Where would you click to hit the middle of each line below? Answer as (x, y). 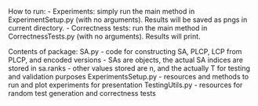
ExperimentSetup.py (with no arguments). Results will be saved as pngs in (128, 20)
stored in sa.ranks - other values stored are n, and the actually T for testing (129, 68)
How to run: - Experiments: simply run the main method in (102, 11)
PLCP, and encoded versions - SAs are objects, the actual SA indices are (125, 60)
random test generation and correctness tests (82, 93)
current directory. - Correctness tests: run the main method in (108, 28)
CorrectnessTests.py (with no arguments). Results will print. (105, 36)
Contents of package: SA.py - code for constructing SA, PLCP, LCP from (125, 51)
